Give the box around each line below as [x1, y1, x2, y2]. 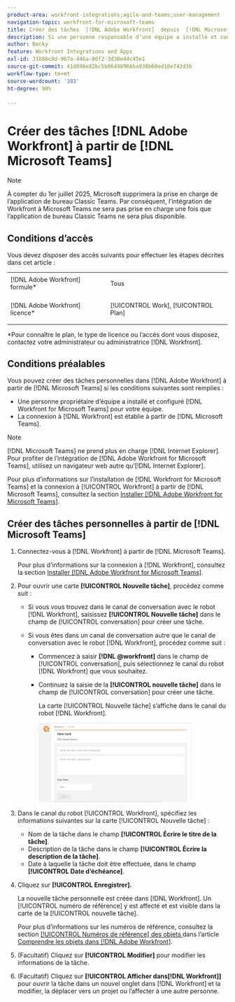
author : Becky [7, 41, 49, 48]
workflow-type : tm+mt [7, 70, 71, 77]
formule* [10, 283, 37, 292]
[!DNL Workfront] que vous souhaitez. [38, 667, 148, 675]
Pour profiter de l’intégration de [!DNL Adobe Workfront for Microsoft [7, 455, 206, 463]
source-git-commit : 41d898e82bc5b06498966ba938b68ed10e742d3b [7, 63, 192, 70]
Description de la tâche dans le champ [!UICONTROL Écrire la [27, 845, 208, 853]
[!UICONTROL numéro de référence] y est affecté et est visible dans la [17, 902, 220, 910]
